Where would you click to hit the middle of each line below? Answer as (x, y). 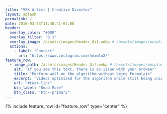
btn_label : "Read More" (39, 88)
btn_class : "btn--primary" (42, 92)
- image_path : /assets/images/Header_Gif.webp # (61, 65)
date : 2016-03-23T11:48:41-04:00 (40, 23)
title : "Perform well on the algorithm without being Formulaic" (83, 74)
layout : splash (21, 14)
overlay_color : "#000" (33, 33)
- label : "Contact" (34, 51)
